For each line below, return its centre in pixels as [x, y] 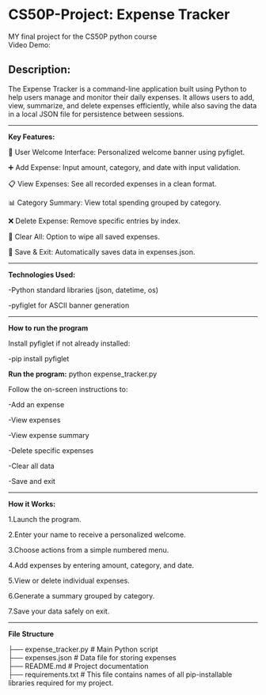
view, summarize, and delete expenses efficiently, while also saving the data [133, 105]
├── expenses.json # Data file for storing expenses [92, 657]
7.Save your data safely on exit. [59, 611]
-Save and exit [32, 481]
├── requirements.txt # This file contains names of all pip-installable [120, 674]
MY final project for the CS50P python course [83, 36]
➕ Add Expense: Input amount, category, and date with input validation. [125, 167]
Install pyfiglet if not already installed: [69, 343]
